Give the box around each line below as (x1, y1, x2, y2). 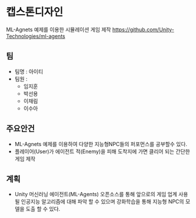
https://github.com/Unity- (112, 26, 175, 33)
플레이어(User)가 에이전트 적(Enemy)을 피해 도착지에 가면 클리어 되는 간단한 (14, 148, 190, 155)
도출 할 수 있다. (25, 206, 61, 213)
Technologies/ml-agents (6, 32, 66, 39)
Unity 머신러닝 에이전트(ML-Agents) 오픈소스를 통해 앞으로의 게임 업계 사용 (14, 191, 188, 198)
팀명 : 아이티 (14, 68, 44, 75)
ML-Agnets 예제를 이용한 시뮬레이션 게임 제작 (6, 26, 111, 33)
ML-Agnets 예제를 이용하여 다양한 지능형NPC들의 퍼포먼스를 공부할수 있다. (14, 140, 187, 147)
